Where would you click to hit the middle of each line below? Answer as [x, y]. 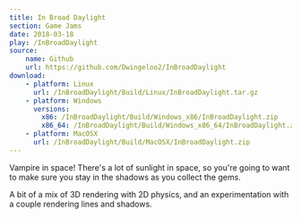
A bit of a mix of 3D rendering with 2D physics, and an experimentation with [149, 194]
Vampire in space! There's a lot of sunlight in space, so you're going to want [150, 167]
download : [28, 76]
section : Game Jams [46, 26]
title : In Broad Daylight [57, 17]
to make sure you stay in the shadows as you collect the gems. [125, 177]
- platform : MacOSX [62, 134]
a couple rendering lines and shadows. [81, 204]
